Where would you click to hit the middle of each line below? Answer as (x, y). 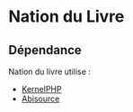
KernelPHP (41, 89)
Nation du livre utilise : (50, 71)
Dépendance (45, 50)
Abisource (40, 98)
